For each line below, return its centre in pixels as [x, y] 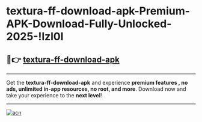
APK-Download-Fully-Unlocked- [89, 24]
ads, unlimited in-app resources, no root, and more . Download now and [96, 89]
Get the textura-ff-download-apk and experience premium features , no [97, 83]
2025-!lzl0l [35, 37]
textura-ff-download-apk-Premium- [98, 11]
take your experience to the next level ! [54, 95]
